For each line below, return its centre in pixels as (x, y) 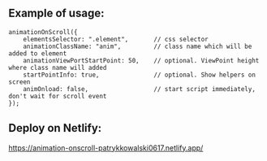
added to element (38, 53)
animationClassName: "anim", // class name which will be (138, 46)
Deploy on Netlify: (55, 128)
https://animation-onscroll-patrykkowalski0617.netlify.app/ (106, 148)
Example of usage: (56, 13)
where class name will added (58, 67)
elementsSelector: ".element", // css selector (116, 39)
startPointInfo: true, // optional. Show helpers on (139, 75)
